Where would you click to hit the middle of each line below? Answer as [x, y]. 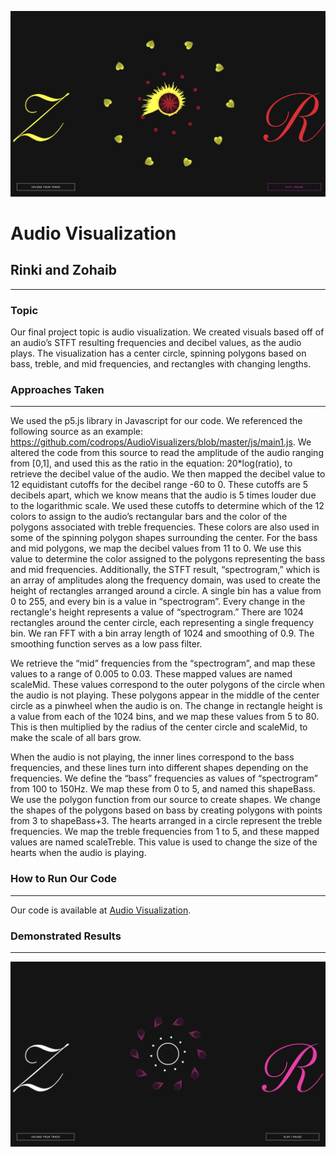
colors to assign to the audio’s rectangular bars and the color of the [149, 517]
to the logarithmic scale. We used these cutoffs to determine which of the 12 [167, 506]
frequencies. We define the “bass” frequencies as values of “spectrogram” [164, 778]
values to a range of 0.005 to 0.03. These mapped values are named [151, 674]
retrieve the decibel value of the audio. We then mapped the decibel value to [168, 474]
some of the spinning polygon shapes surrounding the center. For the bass [164, 538]
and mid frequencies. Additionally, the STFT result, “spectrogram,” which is [165, 570]
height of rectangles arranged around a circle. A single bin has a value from [166, 591]
